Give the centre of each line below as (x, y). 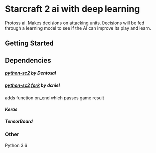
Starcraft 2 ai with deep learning (73, 9)
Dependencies (28, 60)
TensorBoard (19, 121)
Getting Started (29, 44)
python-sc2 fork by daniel (33, 85)
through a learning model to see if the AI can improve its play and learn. (78, 28)
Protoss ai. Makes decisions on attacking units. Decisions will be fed (75, 23)
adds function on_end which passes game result (54, 98)
